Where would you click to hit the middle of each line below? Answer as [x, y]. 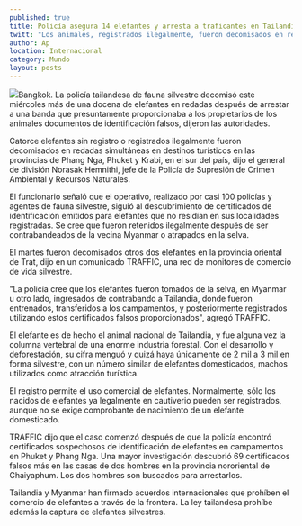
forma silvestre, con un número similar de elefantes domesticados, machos [148, 363]
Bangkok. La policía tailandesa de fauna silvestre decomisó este [137, 95]
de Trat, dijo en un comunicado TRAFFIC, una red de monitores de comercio [151, 261]
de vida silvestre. [41, 271]
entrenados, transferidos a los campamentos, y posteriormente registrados [148, 308]
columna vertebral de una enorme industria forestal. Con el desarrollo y [142, 344]
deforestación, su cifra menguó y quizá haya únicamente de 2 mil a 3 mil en [150, 354]
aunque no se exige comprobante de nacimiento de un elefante [127, 410]
